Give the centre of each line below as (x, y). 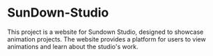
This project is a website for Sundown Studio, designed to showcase (105, 32)
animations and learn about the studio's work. (73, 46)
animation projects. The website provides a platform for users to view (107, 39)
